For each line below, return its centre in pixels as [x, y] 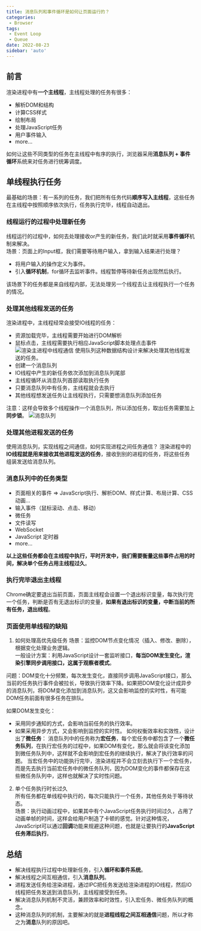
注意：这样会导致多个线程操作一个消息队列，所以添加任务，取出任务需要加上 [100, 408]
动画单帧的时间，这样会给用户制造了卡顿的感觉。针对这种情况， [93, 818]
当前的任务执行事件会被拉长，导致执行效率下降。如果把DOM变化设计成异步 [99, 683]
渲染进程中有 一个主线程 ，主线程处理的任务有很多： [69, 92]
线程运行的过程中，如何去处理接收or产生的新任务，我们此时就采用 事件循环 [98, 236]
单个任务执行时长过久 [41, 789]
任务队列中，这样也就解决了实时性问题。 [75, 776]
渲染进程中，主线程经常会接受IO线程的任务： [61, 322]
